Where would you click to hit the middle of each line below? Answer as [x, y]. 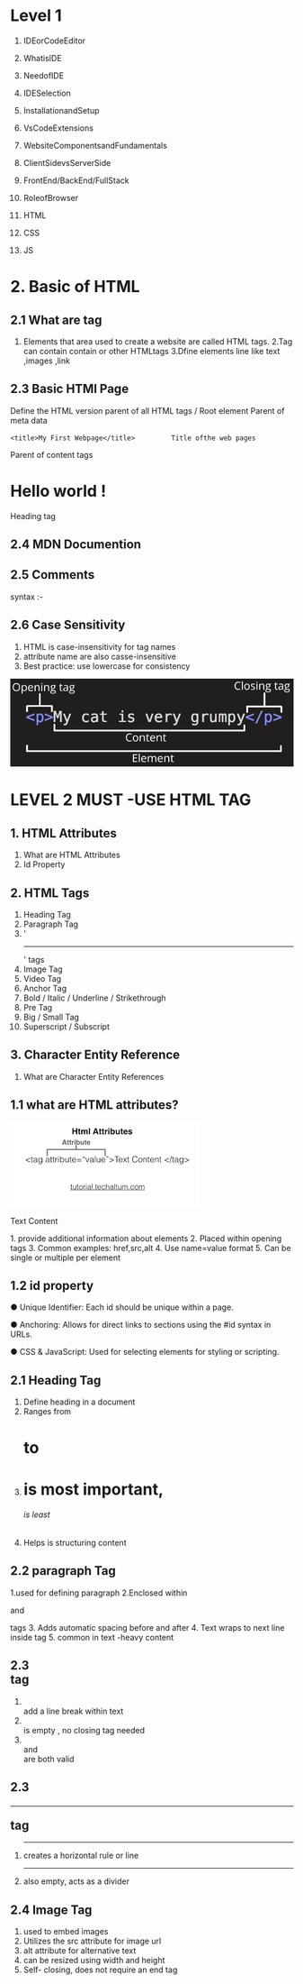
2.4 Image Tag [51, 1910]
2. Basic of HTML [75, 287]
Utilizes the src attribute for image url [92, 1941]
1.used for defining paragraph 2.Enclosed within [99, 1593]
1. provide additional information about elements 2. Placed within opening [146, 1238]
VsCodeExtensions [58, 128]
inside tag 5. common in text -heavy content [92, 1637]
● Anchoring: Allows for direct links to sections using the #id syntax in [141, 1325]
